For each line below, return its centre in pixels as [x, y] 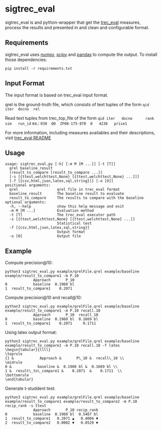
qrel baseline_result [31, 168]
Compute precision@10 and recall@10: [44, 298]
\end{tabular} [19, 380]
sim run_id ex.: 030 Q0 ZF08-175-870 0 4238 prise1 [66, 123]
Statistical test [74, 223]
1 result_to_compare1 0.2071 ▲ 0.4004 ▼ [52, 419]
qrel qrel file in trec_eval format [65, 190]
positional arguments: [28, 185]
